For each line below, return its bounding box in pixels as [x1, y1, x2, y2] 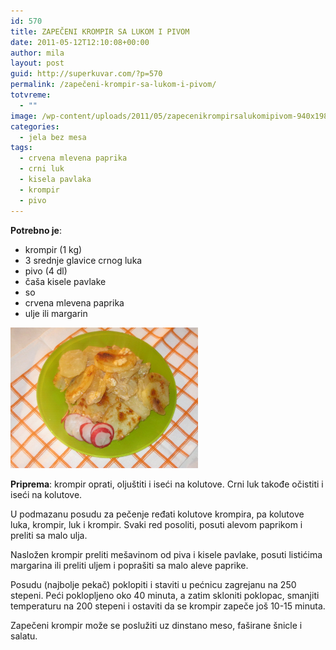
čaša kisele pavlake [24, 275, 107, 287]
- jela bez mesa [19, 132, 87, 142]
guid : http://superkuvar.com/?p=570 [10, 69, 163, 79]
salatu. [10, 630, 38, 642]
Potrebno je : [10, 224, 62, 236]
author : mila [10, 48, 65, 58]
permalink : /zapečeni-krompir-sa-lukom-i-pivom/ [10, 80, 217, 90]
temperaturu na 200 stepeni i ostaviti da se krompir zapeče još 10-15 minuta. [10, 600, 326, 612]
